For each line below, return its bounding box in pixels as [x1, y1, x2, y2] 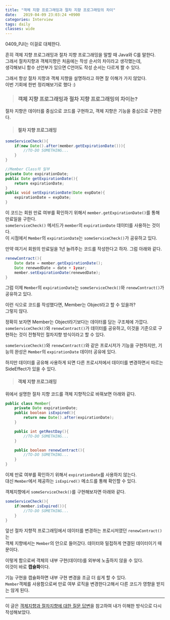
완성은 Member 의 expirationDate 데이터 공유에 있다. [14, 349, 117, 355]
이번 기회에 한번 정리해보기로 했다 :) [5, 82, 76, 88]
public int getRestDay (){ [14, 429, 69, 434]
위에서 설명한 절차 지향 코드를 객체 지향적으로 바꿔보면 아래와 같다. [5, 391, 136, 397]
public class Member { [5, 401, 51, 406]
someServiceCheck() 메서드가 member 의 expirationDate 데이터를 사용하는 [5, 222, 151, 228]
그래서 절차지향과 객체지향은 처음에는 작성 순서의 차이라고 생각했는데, [5, 58, 142, 64]
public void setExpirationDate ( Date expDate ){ [5, 190, 105, 196]
